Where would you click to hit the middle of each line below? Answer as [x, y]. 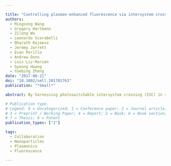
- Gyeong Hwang [26, 67]
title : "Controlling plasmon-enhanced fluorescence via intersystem [79, 14]
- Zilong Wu [23, 34]
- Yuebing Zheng [27, 71]
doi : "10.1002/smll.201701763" [38, 81]
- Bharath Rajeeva [30, 43]
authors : [15, 19]
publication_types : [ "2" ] [33, 123]
